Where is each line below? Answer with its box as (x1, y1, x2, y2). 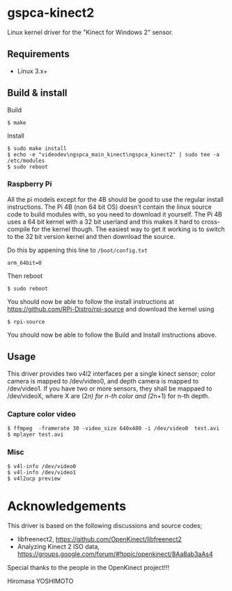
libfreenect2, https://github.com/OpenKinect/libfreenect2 (17, 535, 183, 543)
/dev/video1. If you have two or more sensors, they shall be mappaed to (7, 384, 212, 393)
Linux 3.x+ (17, 66, 48, 75)
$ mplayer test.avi (7, 431, 64, 438)
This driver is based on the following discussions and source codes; (7, 522, 203, 530)
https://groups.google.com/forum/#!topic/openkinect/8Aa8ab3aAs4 (17, 550, 214, 558)
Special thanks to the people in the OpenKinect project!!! (7, 564, 169, 572)
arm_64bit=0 (7, 259, 42, 266)
